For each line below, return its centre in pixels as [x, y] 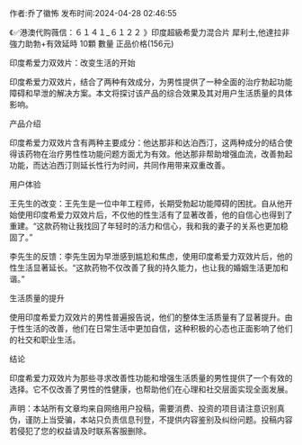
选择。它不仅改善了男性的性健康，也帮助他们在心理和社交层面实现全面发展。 [151, 389]
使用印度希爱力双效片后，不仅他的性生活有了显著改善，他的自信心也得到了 [155, 215]
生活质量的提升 [37, 298]
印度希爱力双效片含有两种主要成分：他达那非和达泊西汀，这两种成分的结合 [147, 143]
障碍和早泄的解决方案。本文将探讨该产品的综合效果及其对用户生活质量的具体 [151, 93]
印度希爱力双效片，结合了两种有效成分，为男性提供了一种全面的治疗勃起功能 [151, 82]
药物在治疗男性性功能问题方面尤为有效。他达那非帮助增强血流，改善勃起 [159, 154]
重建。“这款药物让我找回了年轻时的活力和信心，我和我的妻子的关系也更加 [145, 226]
